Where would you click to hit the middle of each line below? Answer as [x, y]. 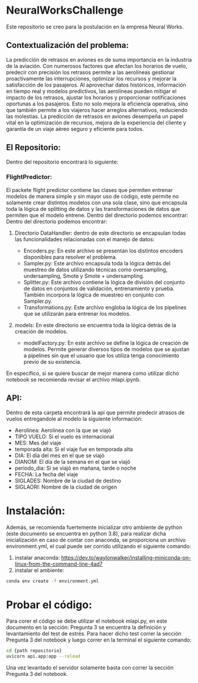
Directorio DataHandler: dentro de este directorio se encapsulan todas [100, 233]
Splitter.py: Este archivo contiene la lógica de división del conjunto [104, 282]
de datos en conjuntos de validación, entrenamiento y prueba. [99, 288]
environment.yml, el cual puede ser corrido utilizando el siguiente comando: [99, 546]
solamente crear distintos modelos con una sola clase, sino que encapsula [97, 203]
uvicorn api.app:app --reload [43, 656]
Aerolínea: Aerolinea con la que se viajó [63, 430]
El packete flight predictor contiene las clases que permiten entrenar [90, 190]
